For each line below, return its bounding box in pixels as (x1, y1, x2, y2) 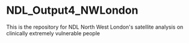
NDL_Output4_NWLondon (6, 4, 138, 17)
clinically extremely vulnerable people (6, 29, 101, 36)
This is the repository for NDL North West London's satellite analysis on (6, 23, 184, 30)
